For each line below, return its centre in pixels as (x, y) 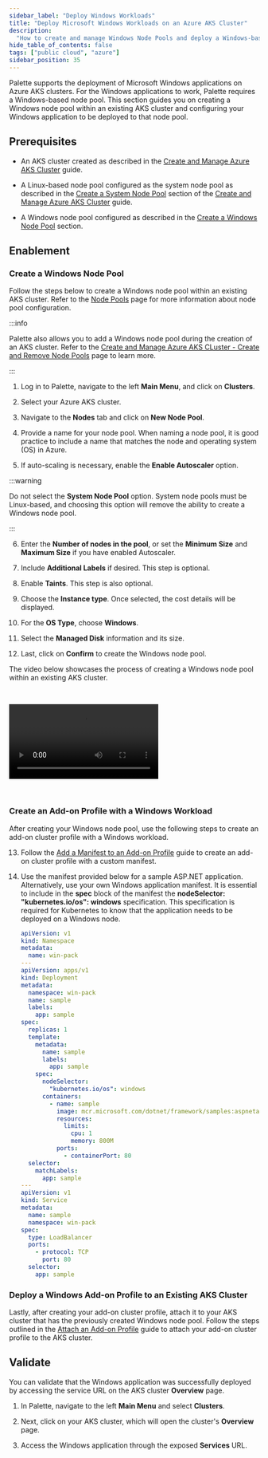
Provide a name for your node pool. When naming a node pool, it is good (140, 433)
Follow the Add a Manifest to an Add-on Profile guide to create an (128, 852)
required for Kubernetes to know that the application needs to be (126, 910)
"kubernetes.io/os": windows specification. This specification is (128, 901)
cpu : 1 (82, 1133)
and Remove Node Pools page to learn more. (82, 356)
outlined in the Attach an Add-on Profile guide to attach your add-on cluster (133, 1330)
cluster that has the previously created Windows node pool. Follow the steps (134, 1321)
